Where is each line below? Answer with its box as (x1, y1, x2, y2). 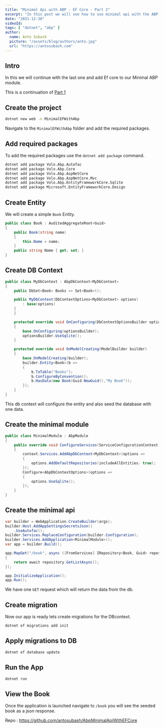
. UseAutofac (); (14, 528, 45, 533)
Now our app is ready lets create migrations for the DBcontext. (5, 614, 131, 620)
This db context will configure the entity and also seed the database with (5, 401, 151, 407)
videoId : (5, 21, 23, 26)
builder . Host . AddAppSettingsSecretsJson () (5, 523, 93, 529)
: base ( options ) (22, 302, 56, 306)
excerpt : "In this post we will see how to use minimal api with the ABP (5, 12, 159, 17)
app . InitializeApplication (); (5, 573, 67, 578)
